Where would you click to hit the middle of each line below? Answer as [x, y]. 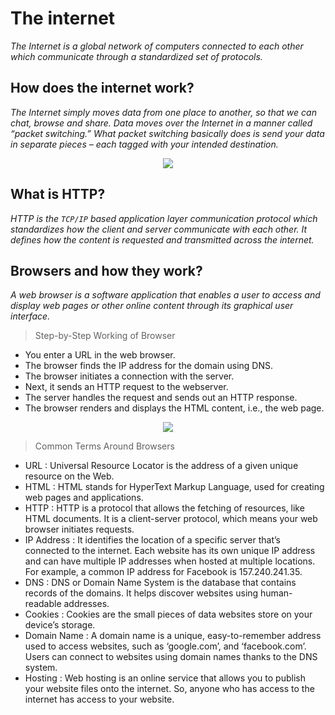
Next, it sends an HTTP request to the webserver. [126, 387]
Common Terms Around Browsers [104, 446]
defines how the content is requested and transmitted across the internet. [162, 239]
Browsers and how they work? [106, 270]
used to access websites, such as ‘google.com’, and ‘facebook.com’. [165, 646]
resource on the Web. [69, 476]
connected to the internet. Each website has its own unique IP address [170, 551]
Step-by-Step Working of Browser [105, 336]
